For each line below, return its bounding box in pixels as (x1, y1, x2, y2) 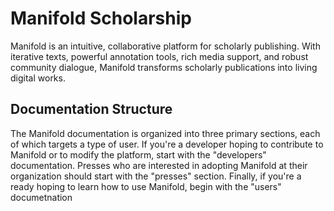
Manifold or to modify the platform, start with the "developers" (10, 148, 267, 161)
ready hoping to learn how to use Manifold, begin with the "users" (10, 180, 282, 192)
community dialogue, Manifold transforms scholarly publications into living (10, 61, 318, 73)
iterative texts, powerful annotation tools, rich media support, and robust (10, 50, 309, 62)
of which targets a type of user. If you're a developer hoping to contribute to (10, 138, 324, 150)
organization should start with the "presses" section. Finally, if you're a (10, 170, 302, 182)
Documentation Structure (10, 101, 173, 118)
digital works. (10, 72, 66, 84)
